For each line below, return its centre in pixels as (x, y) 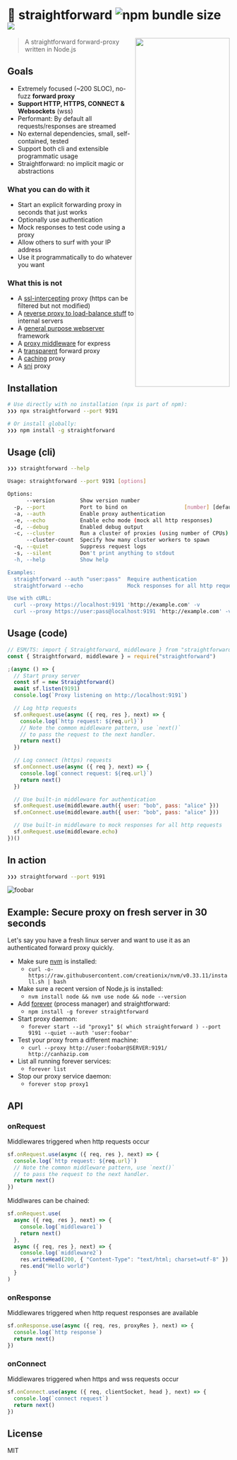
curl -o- (41, 970)
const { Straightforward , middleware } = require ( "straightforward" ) (112, 656)
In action (27, 861)
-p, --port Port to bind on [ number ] (112, 507)
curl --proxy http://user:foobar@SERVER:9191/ (98, 1048)
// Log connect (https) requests (63, 760)
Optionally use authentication (60, 220)
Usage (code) (38, 633)
